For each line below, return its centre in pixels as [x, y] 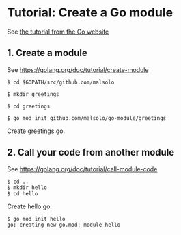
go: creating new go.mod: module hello [64, 225]
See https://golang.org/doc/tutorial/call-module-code [82, 169]
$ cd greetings [29, 106]
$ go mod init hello [37, 219]
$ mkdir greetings [33, 94]
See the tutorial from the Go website [58, 32]
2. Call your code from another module [91, 152]
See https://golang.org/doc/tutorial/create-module [78, 69]
